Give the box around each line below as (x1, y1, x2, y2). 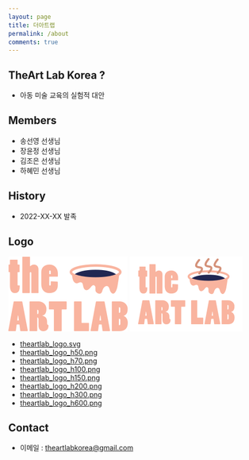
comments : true (8, 38, 59, 46)
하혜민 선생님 (19, 165, 61, 175)
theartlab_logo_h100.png (19, 364, 101, 373)
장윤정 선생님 (19, 145, 61, 155)
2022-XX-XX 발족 (19, 211, 77, 221)
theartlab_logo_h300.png (19, 389, 102, 399)
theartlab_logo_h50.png (19, 347, 98, 357)
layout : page (8, 13, 52, 21)
